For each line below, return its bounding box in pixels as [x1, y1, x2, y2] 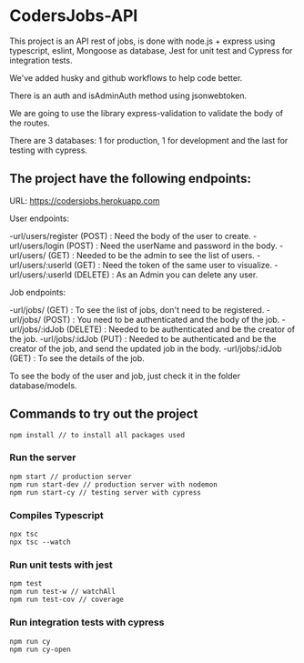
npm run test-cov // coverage [9, 595, 125, 605]
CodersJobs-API [9, 5, 138, 26]
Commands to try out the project [9, 407, 198, 422]
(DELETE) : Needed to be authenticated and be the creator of [66, 324, 296, 335]
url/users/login [9, 240, 65, 251]
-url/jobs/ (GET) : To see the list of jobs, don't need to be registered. [9, 304, 265, 315]
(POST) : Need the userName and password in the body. [66, 240, 278, 251]
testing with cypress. [9, 145, 88, 156]
